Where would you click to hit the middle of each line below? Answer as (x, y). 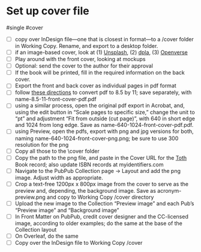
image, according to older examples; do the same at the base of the (99, 223)
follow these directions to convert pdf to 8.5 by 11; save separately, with (103, 92)
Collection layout (36, 229)
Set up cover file (48, 11)
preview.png (30, 197)
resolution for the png (42, 144)
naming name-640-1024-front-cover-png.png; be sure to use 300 (97, 138)
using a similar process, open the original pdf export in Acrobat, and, (100, 105)
